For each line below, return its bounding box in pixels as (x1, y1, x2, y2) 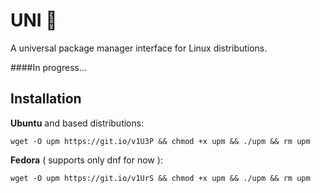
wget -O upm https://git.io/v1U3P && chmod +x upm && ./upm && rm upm (10, 136, 311, 146)
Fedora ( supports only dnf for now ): (10, 154, 163, 166)
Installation (10, 90, 82, 108)
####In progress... (10, 61, 88, 73)
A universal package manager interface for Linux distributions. (10, 42, 268, 54)
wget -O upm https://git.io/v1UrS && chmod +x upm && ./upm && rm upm (10, 173, 311, 183)
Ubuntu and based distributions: (10, 117, 145, 129)
